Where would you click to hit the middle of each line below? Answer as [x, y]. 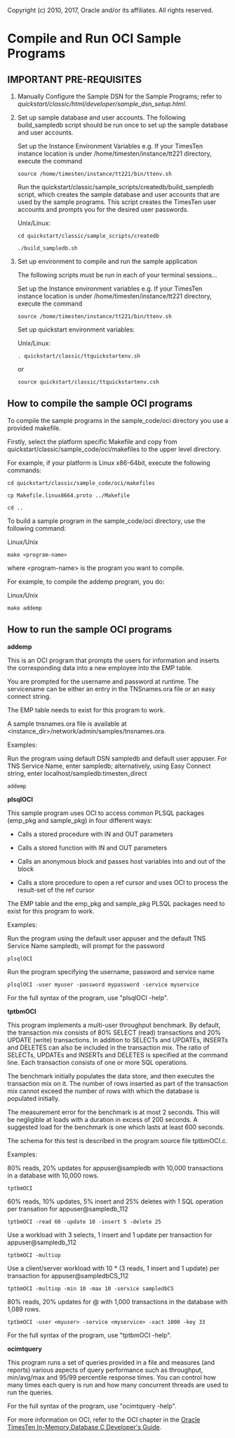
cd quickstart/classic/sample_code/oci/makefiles [81, 483]
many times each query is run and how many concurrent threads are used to [118, 1385]
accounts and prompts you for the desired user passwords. [103, 209]
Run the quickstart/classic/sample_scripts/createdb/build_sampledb [115, 187]
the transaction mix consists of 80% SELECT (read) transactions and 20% [114, 1032]
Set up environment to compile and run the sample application [107, 261]
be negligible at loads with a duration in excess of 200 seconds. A [102, 1119]
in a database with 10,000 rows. [53, 1175]
